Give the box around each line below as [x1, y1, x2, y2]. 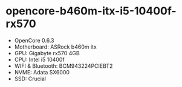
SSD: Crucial [14, 75, 47, 82]
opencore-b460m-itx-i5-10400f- [5, 4, 177, 18]
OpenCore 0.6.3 [14, 37, 54, 44]
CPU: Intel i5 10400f [14, 56, 65, 63]
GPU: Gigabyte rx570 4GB [14, 49, 80, 56]
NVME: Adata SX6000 [14, 68, 70, 76]
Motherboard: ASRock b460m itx [14, 43, 97, 50]
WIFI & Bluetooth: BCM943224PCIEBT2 [14, 62, 113, 70]
